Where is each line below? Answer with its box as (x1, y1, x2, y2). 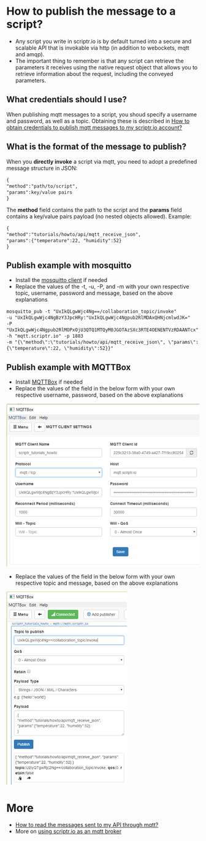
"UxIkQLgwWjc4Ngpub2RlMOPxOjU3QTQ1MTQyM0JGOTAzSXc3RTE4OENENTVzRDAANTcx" (6, 327, 199, 333)
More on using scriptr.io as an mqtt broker (15, 828, 121, 835)
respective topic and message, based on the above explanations (15, 579, 178, 587)
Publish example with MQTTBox (6, 362, 131, 372)
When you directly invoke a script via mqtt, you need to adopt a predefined (6, 158, 197, 165)
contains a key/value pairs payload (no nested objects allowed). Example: (6, 213, 192, 220)
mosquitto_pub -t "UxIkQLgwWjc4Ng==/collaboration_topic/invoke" (6, 308, 177, 315)
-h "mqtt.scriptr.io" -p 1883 (6, 333, 84, 340)
